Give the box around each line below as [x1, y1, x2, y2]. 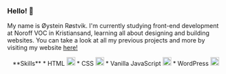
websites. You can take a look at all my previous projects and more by [7, 36, 205, 45]
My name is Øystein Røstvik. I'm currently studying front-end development [7, 22, 219, 30]
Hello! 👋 [7, 6, 34, 16]
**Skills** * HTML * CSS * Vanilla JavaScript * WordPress [12, 60, 209, 68]
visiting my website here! [7, 44, 78, 52]
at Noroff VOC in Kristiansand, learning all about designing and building [7, 29, 210, 37]
